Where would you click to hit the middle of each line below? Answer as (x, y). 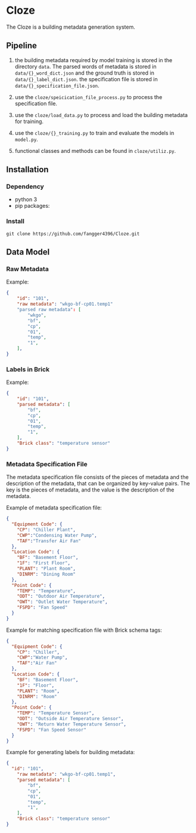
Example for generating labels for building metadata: (71, 752)
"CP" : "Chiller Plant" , (46, 530)
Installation (27, 170)
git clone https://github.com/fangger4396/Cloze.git (73, 233)
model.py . (27, 139)
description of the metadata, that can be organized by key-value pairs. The (98, 484)
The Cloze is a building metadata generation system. (71, 27)
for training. (29, 121)
